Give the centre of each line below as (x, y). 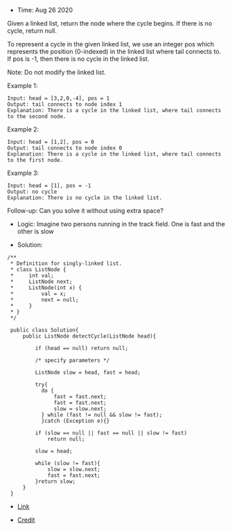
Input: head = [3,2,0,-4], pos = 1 (59, 98)
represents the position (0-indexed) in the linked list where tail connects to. (114, 52)
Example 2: (23, 129)
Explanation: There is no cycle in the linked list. (85, 198)
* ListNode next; (41, 282)
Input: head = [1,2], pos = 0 (51, 142)
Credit (26, 520)
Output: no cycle (32, 192)
